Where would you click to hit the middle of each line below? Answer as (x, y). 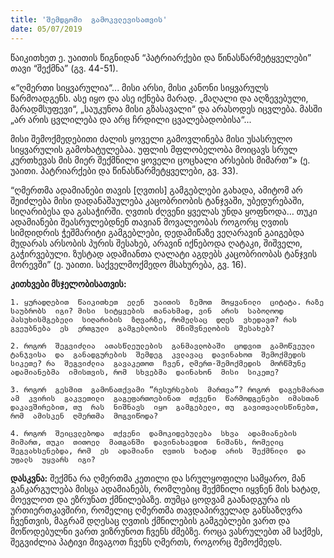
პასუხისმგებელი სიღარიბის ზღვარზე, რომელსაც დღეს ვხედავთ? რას (154, 319)
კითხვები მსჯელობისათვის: (68, 283)
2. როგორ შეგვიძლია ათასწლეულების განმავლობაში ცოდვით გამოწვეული (162, 346)
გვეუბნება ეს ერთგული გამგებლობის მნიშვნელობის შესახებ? (142, 328)
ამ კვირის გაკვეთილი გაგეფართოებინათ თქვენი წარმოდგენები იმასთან (165, 398)
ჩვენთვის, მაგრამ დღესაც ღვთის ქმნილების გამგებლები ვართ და (150, 520)
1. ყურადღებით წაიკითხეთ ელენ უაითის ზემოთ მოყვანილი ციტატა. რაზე (167, 302)
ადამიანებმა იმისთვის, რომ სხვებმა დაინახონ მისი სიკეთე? (145, 372)
